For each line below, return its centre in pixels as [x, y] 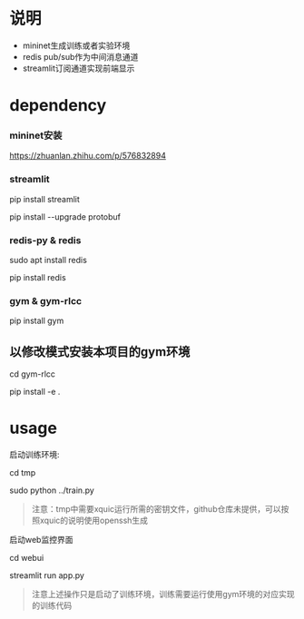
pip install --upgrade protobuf [65, 216]
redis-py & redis [45, 240]
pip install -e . [35, 392]
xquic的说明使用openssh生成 [93, 521]
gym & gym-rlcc [46, 300]
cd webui [27, 558]
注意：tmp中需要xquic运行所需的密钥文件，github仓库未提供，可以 [156, 509]
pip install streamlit [44, 199]
